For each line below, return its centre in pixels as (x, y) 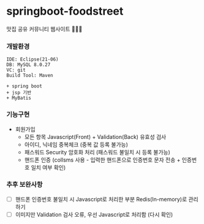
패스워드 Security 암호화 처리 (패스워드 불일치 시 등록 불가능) (97, 152)
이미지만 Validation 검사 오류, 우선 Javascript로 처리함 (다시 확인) (94, 214)
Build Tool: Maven (30, 76)
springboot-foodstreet (65, 11)
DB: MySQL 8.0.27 (28, 65)
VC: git (16, 70)
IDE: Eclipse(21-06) (33, 59)
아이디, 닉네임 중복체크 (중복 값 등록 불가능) (76, 144)
